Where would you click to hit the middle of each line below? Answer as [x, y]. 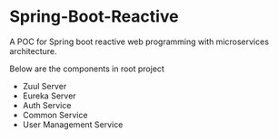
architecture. [33, 51]
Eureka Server [49, 96]
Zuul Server [45, 86]
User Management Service [73, 125]
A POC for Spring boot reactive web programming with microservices [139, 42]
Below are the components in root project [87, 69]
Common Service [55, 115]
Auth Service [47, 105]
